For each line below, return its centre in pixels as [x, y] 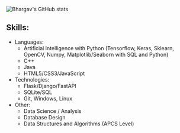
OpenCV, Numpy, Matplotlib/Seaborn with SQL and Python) [96, 54]
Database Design [45, 117]
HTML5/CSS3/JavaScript [54, 73]
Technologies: [32, 79]
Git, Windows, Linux [48, 98]
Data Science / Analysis [52, 111]
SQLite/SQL [38, 92]
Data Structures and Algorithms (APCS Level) [79, 124]
